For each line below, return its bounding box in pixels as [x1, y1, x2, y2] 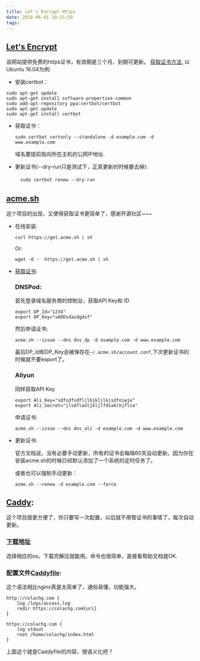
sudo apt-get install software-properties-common [6, 96, 132, 102]
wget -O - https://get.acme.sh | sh [14, 256, 109, 262]
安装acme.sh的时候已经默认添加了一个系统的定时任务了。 [14, 456, 156, 464]
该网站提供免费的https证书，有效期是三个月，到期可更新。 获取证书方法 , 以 [6, 58, 190, 65]
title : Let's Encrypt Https [6, 8, 76, 15]
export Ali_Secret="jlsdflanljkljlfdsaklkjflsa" [14, 402, 138, 408]
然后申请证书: [14, 325, 48, 333]
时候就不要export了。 [14, 356, 68, 363]
